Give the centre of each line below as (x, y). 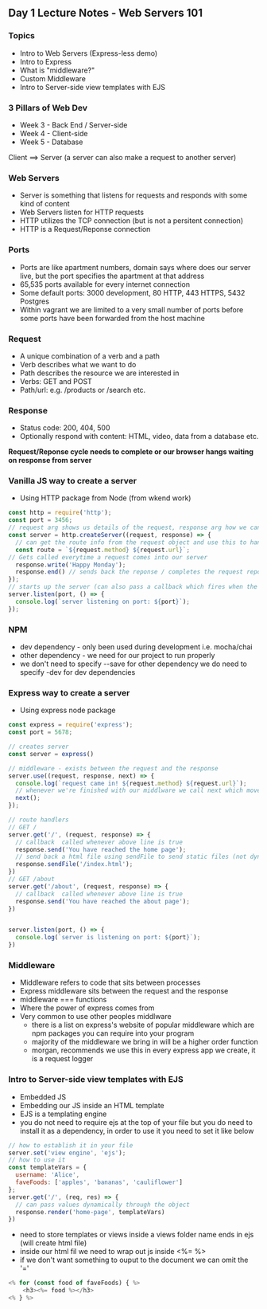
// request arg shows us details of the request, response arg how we (128, 528)
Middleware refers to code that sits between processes (110, 982)
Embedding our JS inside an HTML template (92, 1105)
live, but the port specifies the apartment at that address (112, 276)
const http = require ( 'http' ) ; (60, 513)
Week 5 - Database (51, 142)
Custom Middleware (52, 78)
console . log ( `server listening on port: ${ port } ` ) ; (103, 602)
